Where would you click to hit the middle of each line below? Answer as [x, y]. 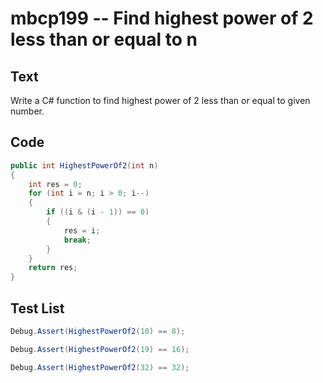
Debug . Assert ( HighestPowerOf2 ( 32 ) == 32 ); [100, 367]
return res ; [53, 268]
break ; [77, 240]
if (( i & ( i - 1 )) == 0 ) [98, 212]
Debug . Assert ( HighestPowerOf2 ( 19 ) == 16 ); [100, 349]
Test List [37, 308]
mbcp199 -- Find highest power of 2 [162, 18]
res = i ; [82, 230]
